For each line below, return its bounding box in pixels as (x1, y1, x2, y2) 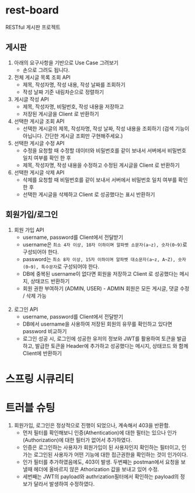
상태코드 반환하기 (30, 278, 70, 285)
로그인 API (13, 306, 39, 313)
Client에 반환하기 (22, 350, 62, 357)
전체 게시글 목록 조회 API (13, 74, 71, 81)
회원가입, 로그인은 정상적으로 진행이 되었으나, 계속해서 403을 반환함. (13, 422, 170, 429)
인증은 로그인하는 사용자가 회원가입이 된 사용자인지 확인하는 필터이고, (22, 443, 180, 451)
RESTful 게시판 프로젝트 (5, 23, 61, 30)
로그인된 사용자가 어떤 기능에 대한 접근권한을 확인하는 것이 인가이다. (33, 451, 188, 458)
